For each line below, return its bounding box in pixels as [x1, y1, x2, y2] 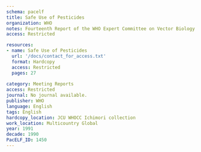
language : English [6, 103, 52, 109]
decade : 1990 [6, 132, 39, 138]
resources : [6, 42, 34, 48]
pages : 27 [11, 70, 36, 76]
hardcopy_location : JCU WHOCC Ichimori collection [6, 115, 136, 121]
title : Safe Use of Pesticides [6, 14, 85, 20]
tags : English [6, 109, 42, 115]
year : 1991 [6, 126, 34, 132]
